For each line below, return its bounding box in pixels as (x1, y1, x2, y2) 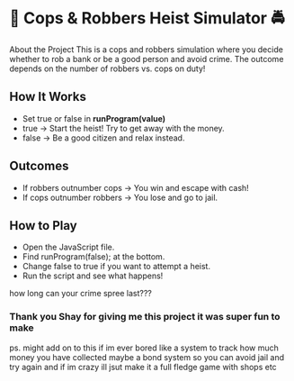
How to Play (9, 218, 78, 233)
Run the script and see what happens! (22, 270, 164, 281)
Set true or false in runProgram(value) (22, 113, 166, 123)
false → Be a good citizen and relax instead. (22, 132, 185, 143)
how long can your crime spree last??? (9, 288, 153, 299)
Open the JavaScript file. (22, 241, 115, 253)
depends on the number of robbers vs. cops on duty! (9, 63, 206, 74)
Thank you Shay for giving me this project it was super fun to (9, 311, 281, 323)
